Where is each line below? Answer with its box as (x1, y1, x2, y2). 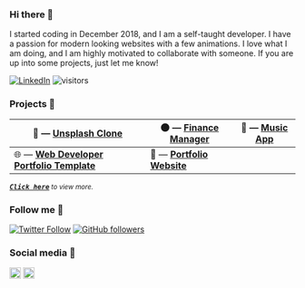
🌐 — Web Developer (14, 148, 104, 160)
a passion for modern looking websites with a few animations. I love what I (9, 38, 288, 49)
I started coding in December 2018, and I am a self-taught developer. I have (9, 29, 291, 40)
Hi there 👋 (9, 8, 54, 21)
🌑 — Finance (160, 121, 220, 134)
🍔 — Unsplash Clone (32, 127, 123, 139)
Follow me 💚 (9, 203, 64, 216)
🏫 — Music (240, 121, 289, 134)
